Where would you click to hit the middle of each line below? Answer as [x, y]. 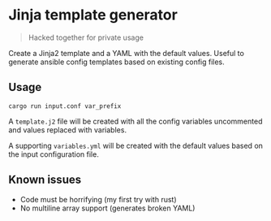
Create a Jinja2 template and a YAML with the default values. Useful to [127, 53]
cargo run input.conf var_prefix [65, 106]
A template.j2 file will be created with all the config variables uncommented [135, 121]
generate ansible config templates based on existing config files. [116, 62]
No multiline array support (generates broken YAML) [108, 208]
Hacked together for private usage [86, 37]
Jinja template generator [93, 15]
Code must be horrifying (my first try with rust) [98, 199]
